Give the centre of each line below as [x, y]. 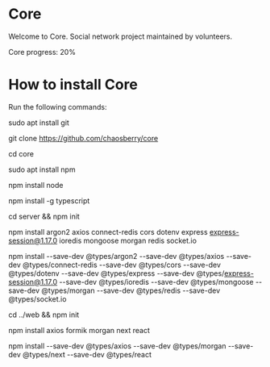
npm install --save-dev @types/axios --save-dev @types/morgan [117, 346]
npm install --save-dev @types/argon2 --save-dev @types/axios [116, 256]
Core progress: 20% [42, 52]
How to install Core [73, 85]
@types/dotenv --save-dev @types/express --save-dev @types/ [116, 273]
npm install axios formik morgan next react [79, 330]
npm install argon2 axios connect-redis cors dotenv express [108, 231]
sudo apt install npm [42, 169]
